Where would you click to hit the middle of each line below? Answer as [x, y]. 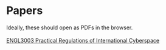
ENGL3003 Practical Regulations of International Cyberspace [83, 40]
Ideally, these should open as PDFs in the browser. [70, 27]
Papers [25, 11]
